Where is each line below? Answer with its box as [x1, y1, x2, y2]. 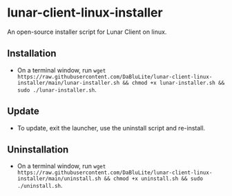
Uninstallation [7, 144, 69, 155]
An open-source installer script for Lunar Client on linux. [7, 28, 167, 36]
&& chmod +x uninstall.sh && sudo [104, 175, 204, 182]
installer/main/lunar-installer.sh [17, 79, 120, 86]
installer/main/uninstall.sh [17, 175, 101, 182]
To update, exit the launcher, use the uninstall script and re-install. [17, 124, 206, 132]
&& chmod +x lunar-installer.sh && [122, 79, 225, 86]
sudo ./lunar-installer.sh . [17, 85, 97, 94]
